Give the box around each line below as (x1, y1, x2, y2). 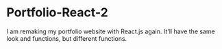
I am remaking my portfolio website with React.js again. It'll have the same (6, 27, 215, 35)
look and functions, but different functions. (6, 34, 127, 42)
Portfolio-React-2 (6, 5, 109, 20)
